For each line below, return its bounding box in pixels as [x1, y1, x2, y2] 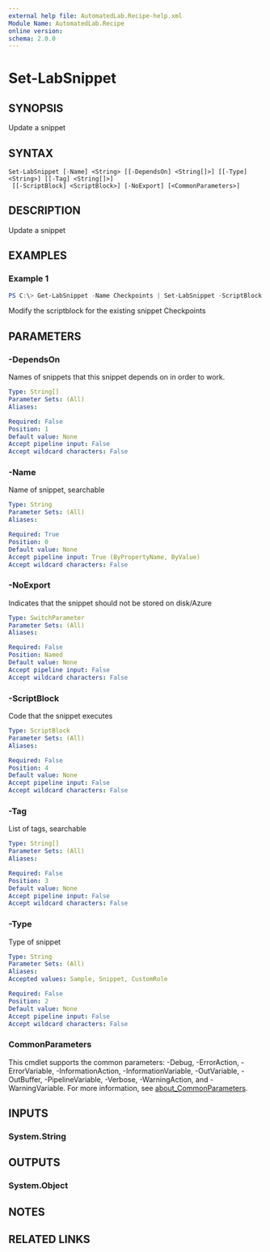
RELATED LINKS [8, 1233, 91, 1246]
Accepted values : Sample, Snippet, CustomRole [8, 975, 168, 983]
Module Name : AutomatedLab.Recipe [8, 19, 125, 28]
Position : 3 [8, 876, 49, 885]
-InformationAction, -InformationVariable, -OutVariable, [56, 1066, 240, 1076]
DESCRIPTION [8, 204, 81, 218]
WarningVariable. [8, 1083, 66, 1093]
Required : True [8, 531, 60, 539]
